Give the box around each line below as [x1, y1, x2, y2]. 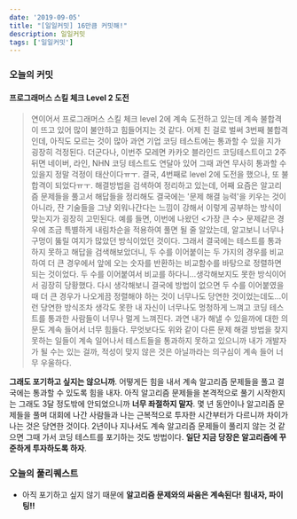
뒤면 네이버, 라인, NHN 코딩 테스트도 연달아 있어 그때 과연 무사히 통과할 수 [30, 158, 287, 169]
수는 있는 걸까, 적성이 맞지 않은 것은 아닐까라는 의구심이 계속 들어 [50, 347, 275, 358]
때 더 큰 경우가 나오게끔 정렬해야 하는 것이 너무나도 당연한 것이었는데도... [30, 291, 282, 302]
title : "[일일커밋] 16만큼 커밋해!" [9, 21, 129, 30]
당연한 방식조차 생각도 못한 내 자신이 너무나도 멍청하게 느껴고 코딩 [40, 303, 268, 313]
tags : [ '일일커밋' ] [9, 37, 74, 47]
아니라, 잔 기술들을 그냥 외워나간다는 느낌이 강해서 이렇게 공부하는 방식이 [30, 202, 282, 213]
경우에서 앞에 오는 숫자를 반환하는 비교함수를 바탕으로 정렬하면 [66, 258, 282, 269]
